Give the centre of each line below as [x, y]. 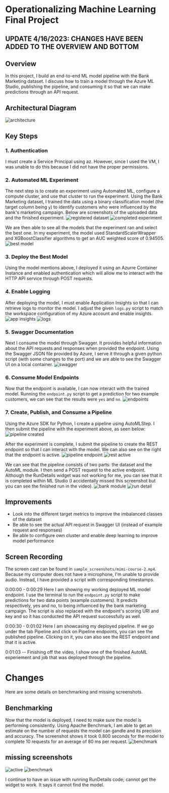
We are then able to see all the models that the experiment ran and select [81, 228]
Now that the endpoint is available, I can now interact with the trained [77, 388]
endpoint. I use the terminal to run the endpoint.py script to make [73, 595]
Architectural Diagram [41, 108]
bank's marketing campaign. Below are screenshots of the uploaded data [81, 212]
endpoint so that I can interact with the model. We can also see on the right [83, 449]
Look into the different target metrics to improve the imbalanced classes [87, 514]
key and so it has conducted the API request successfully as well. [73, 616]
